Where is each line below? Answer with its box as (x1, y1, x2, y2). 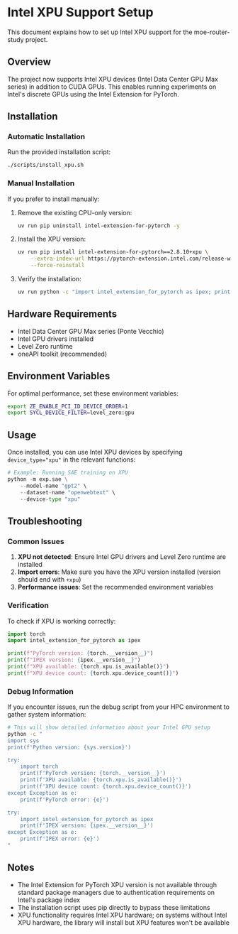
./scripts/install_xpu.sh (7, 161, 84, 169)
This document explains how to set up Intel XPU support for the (7, 28, 193, 36)
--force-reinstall (30, 262, 85, 269)
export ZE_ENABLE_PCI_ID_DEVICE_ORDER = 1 (7, 403, 129, 410)
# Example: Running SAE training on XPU (7, 469, 129, 477)
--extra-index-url (30, 255, 85, 263)
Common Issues (7, 536, 65, 546)
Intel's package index (17, 896, 80, 904)
